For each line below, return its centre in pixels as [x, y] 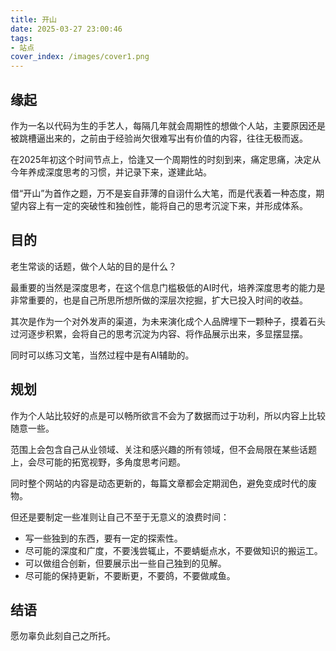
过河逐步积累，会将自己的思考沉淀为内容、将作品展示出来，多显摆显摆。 [159, 333]
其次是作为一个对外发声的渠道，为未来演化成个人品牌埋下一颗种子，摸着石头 [168, 321]
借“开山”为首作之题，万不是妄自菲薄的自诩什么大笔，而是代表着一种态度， [163, 193]
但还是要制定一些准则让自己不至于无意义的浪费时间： [120, 517]
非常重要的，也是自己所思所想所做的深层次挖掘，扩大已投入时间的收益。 [159, 300]
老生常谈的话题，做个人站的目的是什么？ [93, 266]
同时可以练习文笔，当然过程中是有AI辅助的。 [102, 355]
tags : [21, 38]
